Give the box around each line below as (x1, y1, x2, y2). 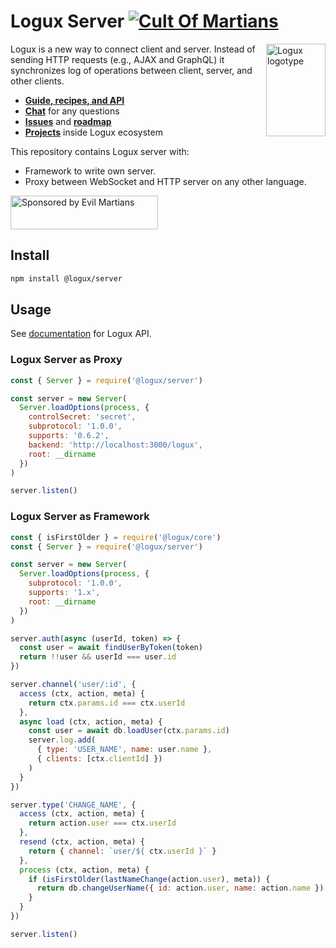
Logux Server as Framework (10, 510, 150, 524)
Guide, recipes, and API (24, 94, 125, 106)
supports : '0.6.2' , (28, 431, 110, 441)
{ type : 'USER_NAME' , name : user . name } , (36, 745, 213, 755)
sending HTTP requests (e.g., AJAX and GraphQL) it (10, 53, 225, 65)
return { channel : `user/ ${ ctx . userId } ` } (28, 846, 217, 856)
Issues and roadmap (24, 115, 112, 127)
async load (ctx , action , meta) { (19, 716, 163, 727)
